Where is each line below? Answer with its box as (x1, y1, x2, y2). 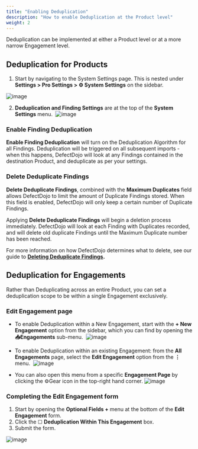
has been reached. (6, 235, 52, 242)
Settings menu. (14, 111, 53, 118)
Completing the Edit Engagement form (6, 392, 119, 400)
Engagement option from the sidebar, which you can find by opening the (14, 326, 193, 333)
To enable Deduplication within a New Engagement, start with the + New (14, 320, 192, 328)
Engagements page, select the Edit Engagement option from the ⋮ (14, 353, 180, 360)
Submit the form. (14, 425, 56, 432)
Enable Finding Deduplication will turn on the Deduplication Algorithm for (6, 139, 186, 146)
